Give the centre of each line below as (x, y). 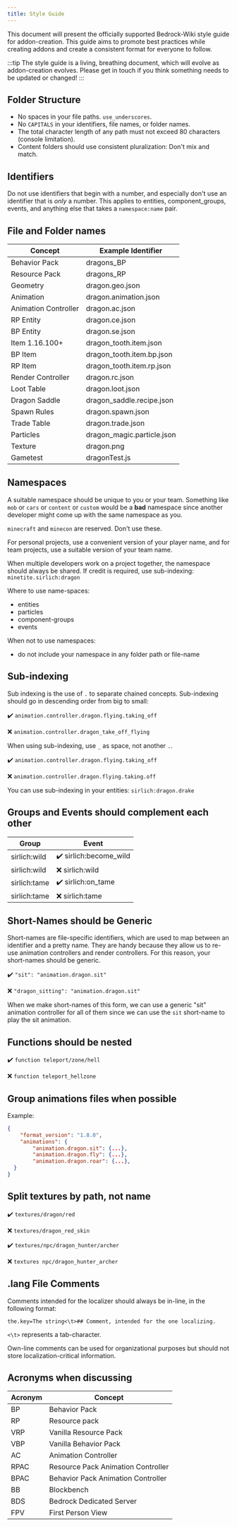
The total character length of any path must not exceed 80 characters (119, 132)
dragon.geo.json (113, 285)
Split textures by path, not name (79, 1197)
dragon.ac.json (110, 309)
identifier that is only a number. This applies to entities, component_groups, (117, 201)
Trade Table (31, 423)
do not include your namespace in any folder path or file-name (108, 654)
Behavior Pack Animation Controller (108, 1478)
